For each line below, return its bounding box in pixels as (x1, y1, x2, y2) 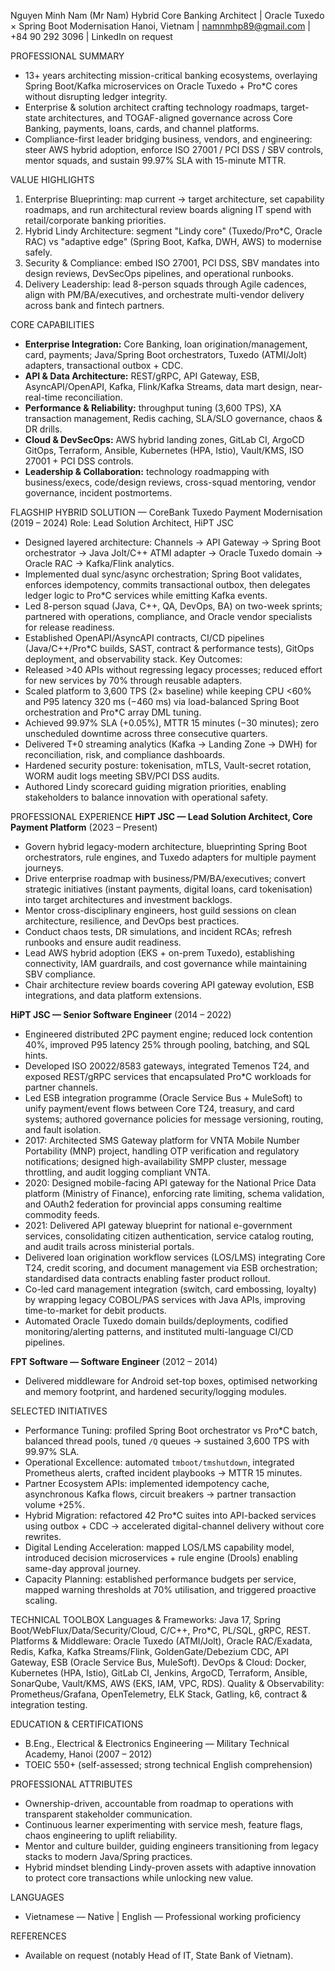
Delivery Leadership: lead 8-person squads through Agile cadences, (24, 278, 307, 290)
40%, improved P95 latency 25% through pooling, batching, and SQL (24, 1039, 311, 1050)
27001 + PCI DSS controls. (24, 455, 134, 467)
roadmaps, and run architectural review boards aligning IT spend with (24, 204, 312, 215)
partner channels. (24, 1081, 98, 1093)
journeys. (24, 862, 64, 874)
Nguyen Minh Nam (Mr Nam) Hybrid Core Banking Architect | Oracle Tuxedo (10, 10, 325, 21)
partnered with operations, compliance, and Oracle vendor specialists (24, 611, 313, 622)
